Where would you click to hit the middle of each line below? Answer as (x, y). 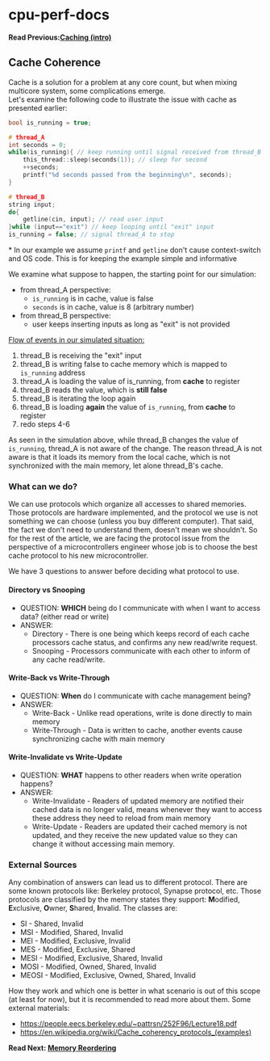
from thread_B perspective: (65, 316)
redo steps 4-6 (45, 424)
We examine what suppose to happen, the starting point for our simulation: (132, 274)
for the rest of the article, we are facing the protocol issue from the (119, 538)
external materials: (39, 1008)
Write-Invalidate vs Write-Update (65, 757)
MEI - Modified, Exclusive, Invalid (75, 941)
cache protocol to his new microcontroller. (79, 556)
